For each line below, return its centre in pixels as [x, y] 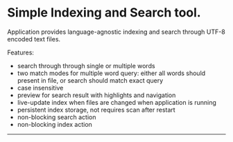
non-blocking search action [57, 117]
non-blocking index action [54, 124]
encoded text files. [34, 39]
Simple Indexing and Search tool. [104, 13]
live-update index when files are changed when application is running [117, 102]
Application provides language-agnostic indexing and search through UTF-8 [116, 32]
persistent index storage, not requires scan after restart [96, 110]
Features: [21, 52]
